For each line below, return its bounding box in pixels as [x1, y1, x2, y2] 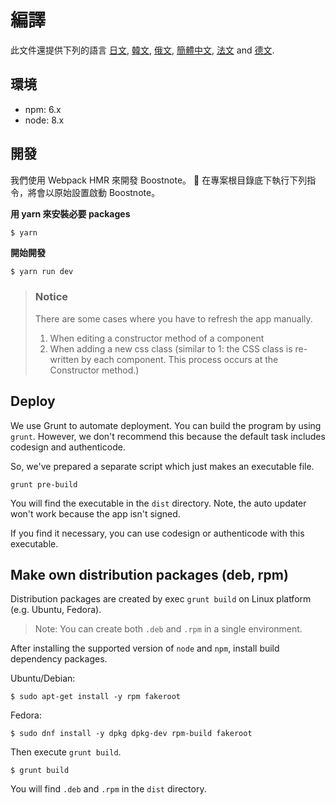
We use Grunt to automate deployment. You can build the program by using [10, 419, 322, 431]
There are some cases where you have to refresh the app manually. [34, 312, 313, 325]
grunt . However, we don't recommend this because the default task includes [10, 430, 326, 442]
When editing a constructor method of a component [49, 332, 265, 344]
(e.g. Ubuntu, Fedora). [10, 604, 102, 616]
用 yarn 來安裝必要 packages [10, 207, 131, 220]
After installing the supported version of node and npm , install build [10, 642, 280, 655]
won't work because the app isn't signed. [10, 507, 181, 520]
